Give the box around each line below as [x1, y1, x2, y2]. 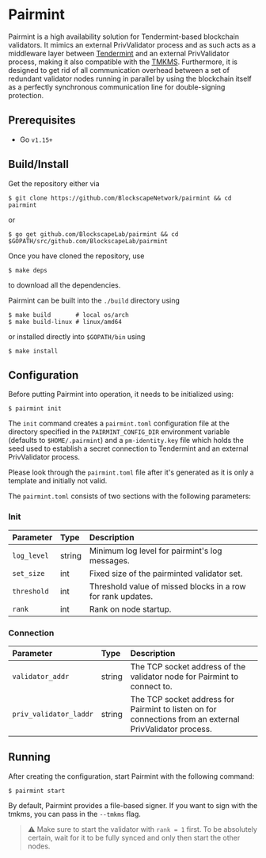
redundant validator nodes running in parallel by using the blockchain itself [8, 74, 252, 83]
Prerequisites [8, 113, 76, 128]
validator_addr [12, 672, 70, 681]
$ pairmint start [8, 787, 66, 795]
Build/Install [8, 158, 69, 171]
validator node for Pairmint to [130, 671, 239, 682]
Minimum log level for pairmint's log [89, 545, 222, 556]
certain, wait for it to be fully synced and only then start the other [27, 833, 241, 842]
